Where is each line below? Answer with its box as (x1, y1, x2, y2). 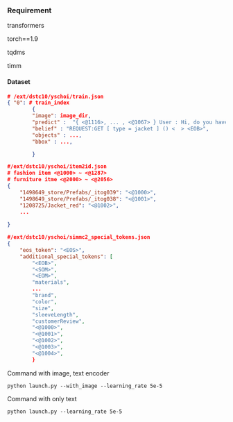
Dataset (7, 77, 31, 85)
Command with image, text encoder (7, 369, 110, 377)
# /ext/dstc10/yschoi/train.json (7, 93, 104, 100)
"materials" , (32, 279, 70, 286)
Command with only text (7, 394, 78, 403)
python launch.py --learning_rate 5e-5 (7, 408, 123, 415)
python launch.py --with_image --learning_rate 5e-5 (7, 382, 163, 389)
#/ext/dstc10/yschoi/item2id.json (7, 163, 107, 170)
